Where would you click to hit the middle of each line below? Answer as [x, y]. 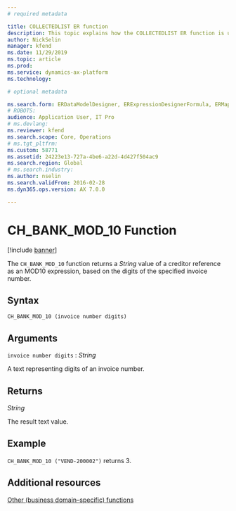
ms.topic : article [34, 59]
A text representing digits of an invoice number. [76, 369]
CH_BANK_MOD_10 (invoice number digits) [67, 317]
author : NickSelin [34, 39]
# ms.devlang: [28, 124]
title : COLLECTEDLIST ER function [58, 26]
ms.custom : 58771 [33, 150]
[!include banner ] [32, 250]
